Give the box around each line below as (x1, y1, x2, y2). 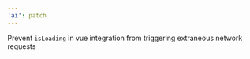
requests (7, 41, 36, 51)
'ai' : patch (7, 11, 47, 20)
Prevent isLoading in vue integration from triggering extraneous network (7, 33, 243, 42)
